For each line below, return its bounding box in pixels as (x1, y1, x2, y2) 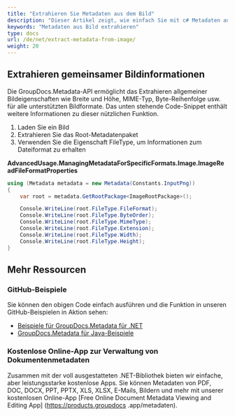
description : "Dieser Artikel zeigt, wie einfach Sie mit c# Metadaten (7, 17, 220, 24)
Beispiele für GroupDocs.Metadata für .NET (17, 322, 143, 330)
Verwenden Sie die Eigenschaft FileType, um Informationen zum (17, 138, 202, 146)
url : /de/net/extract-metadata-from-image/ (7, 36, 136, 43)
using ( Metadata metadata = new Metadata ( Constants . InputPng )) (7, 180, 196, 187)
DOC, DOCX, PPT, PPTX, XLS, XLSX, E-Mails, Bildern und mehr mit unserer (7, 386, 224, 394)
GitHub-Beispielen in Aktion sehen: (7, 308, 108, 317)
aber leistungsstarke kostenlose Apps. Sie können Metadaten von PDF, (7, 378, 212, 387)
